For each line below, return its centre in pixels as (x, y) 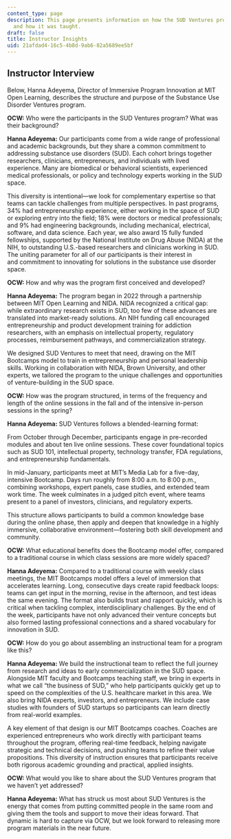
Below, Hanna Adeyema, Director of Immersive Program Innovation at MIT (112, 90)
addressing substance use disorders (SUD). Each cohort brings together (110, 153)
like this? (20, 650)
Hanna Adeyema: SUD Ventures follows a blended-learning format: (103, 424)
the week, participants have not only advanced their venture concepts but (112, 614)
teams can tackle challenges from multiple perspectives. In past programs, (113, 203)
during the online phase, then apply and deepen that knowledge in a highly (113, 522)
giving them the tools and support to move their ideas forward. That (103, 813)
